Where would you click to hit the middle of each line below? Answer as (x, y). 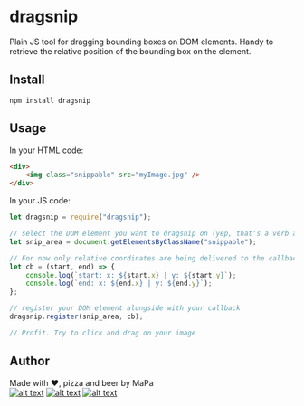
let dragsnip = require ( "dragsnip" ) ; (81, 217)
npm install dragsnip (50, 100)
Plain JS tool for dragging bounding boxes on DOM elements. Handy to (142, 42)
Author (29, 361)
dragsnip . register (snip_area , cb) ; (76, 317)
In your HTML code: (47, 150)
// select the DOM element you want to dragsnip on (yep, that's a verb (149, 234)
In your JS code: (40, 201)
